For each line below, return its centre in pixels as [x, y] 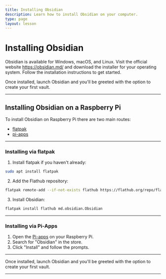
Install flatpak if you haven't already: [49, 163]
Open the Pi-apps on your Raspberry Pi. [53, 237]
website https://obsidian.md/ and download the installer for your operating [81, 67]
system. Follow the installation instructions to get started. [63, 72]
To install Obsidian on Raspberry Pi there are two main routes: [68, 119]
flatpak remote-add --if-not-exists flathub [52, 190]
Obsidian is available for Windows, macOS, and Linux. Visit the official [76, 62]
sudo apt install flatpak [32, 171]
